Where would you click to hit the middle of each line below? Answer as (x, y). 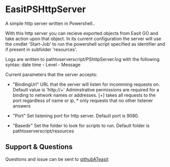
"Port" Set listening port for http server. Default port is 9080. (76, 116)
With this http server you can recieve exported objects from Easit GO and (82, 33)
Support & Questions (39, 147)
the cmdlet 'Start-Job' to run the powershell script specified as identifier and (85, 44)
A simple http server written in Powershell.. (50, 23)
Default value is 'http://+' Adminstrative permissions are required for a (86, 89)
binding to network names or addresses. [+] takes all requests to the (84, 95)
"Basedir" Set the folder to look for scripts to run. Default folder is (81, 125)
